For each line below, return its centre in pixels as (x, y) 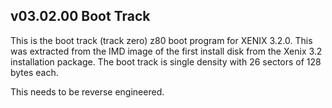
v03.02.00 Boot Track (80, 16)
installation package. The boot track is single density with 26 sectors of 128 (166, 61)
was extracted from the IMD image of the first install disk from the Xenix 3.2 (166, 51)
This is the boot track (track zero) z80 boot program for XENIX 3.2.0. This (161, 40)
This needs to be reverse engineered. (87, 91)
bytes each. (34, 72)
